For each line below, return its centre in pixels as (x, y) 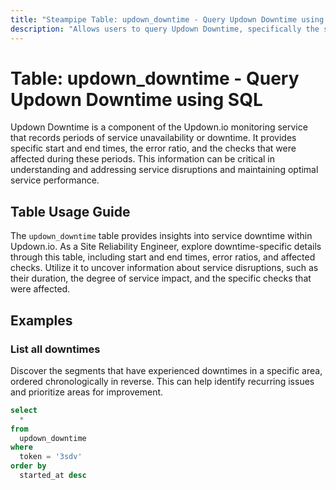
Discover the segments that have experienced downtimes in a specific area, (166, 370)
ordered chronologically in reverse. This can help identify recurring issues (162, 381)
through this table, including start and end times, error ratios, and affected (163, 257)
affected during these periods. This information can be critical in (143, 159)
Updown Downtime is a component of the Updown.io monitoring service (159, 127)
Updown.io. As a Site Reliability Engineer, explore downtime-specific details (166, 247)
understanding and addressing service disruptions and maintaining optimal (164, 170)
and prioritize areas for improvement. (87, 392)
